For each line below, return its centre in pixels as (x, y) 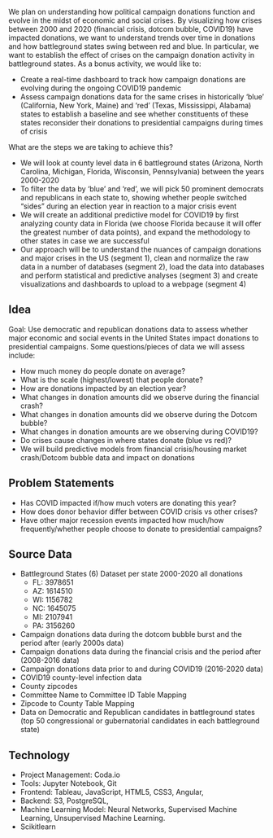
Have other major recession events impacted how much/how (122, 520)
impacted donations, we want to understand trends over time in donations (132, 37)
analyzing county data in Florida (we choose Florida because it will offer (141, 224)
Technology (39, 755)
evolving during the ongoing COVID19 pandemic (100, 88)
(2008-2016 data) (50, 660)
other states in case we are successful (85, 241)
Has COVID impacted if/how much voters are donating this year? (128, 502)
